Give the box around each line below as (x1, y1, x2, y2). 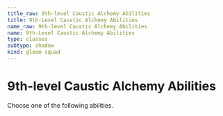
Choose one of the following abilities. (7, 101, 113, 109)
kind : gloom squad (7, 49, 60, 56)
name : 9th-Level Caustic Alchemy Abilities (7, 29, 135, 37)
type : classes (7, 36, 49, 43)
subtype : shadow (7, 42, 54, 49)
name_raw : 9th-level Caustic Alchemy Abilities (7, 23, 148, 30)
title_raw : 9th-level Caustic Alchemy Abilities (7, 10, 151, 17)
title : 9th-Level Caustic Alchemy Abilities (7, 17, 138, 23)
